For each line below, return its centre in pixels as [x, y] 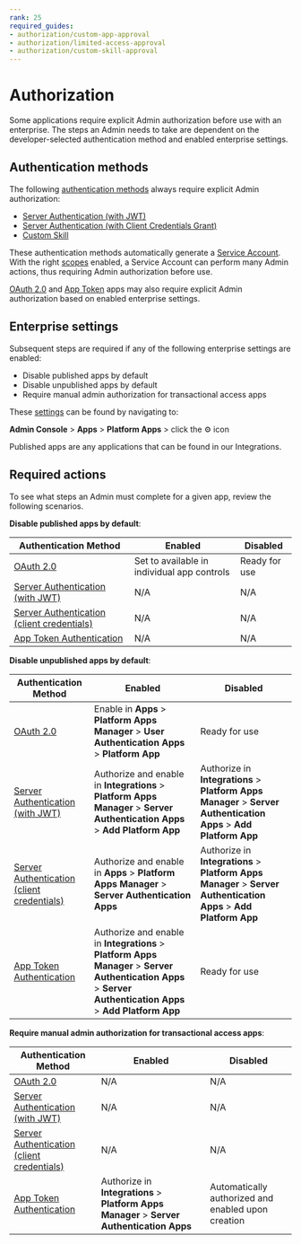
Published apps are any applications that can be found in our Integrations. [146, 446]
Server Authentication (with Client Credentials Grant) [120, 225]
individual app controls [182, 572]
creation [227, 1220]
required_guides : [42, 26]
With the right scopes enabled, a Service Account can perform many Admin [149, 262]
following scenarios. [47, 506]
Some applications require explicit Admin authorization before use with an [146, 120]
